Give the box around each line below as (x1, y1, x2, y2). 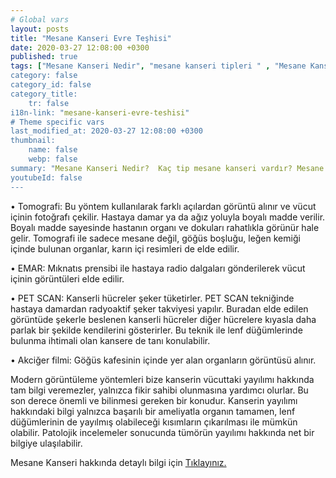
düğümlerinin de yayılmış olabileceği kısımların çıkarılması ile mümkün (10, 416, 298, 428)
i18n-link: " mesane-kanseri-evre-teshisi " (10, 107, 190, 118)
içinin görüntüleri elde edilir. (10, 272, 125, 285)
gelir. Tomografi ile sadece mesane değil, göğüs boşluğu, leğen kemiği (10, 232, 301, 244)
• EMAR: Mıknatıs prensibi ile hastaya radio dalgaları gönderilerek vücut (10, 262, 306, 274)
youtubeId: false (10, 172, 83, 183)
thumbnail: (10, 136, 56, 146)
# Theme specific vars (10, 117, 105, 127)
